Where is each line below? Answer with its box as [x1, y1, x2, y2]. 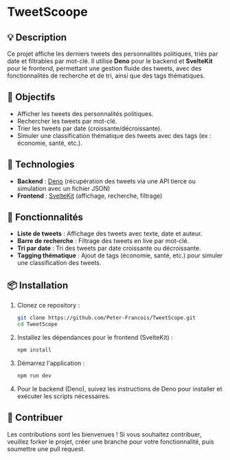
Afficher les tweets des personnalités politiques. [16, 109, 154, 117]
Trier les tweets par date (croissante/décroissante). [16, 124, 163, 133]
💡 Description [7, 32, 67, 43]
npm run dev [16, 372, 51, 379]
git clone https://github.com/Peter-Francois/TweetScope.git [16, 314, 196, 321]
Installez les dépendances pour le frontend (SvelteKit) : [16, 334, 173, 341]
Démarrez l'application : [16, 358, 85, 367]
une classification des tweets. [16, 259, 102, 267]
